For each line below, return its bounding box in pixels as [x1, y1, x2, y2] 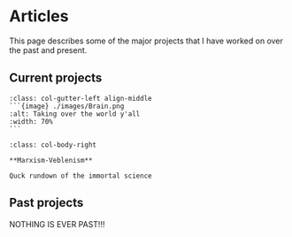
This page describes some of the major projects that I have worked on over [9, 35, 283, 46]
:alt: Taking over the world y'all [9, 109, 141, 119]
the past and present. [9, 44, 88, 55]
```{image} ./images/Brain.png [9, 102, 125, 111]
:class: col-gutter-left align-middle [9, 94, 152, 103]
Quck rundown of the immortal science [9, 171, 152, 180]
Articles [9, 6, 69, 27]
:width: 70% [9, 117, 53, 126]
